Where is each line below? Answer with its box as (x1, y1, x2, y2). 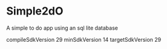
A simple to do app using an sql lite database (6, 24, 118, 31)
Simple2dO (6, 4, 64, 18)
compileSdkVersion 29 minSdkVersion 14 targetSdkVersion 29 (6, 36, 162, 43)
